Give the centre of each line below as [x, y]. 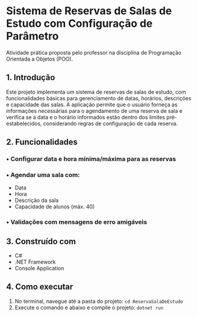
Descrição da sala [37, 201]
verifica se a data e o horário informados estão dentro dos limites [86, 117]
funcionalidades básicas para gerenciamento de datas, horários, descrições [99, 98]
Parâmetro [33, 36]
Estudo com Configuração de [79, 23]
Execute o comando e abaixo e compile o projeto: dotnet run [89, 308]
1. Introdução [30, 77]
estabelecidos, [24, 123]
